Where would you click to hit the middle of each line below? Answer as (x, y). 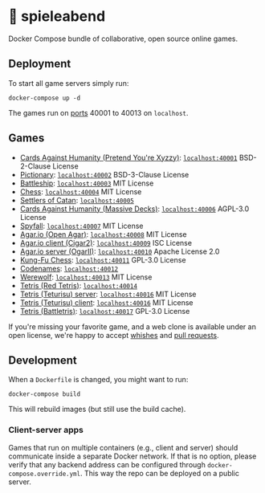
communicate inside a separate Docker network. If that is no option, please (132, 456)
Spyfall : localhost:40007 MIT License (82, 226)
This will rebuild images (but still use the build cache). (97, 409)
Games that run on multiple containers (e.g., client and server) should (123, 447)
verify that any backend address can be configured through (107, 464)
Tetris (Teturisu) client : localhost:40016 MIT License (106, 302)
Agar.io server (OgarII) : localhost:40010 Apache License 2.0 (120, 251)
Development (43, 360)
